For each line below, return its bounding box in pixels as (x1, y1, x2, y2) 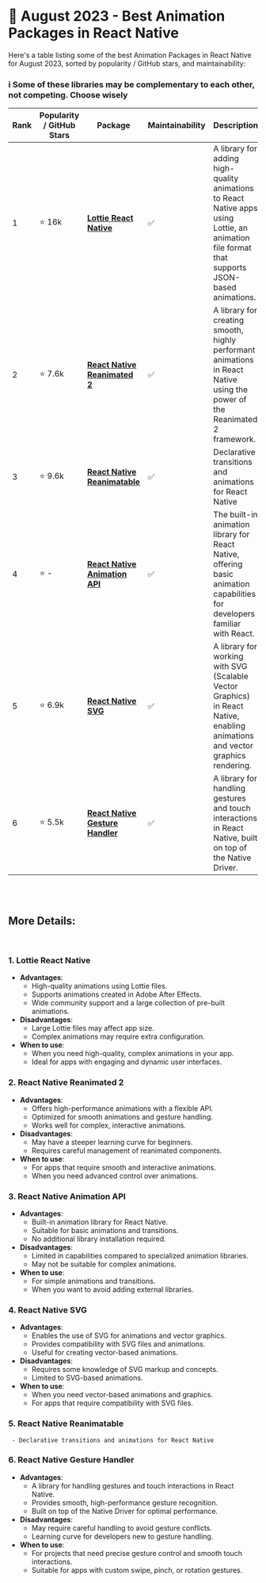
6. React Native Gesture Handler (8, 1454, 135, 1466)
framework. (213, 434, 256, 445)
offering (213, 559, 243, 570)
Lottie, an (213, 222, 248, 233)
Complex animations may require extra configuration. (31, 1032, 206, 1042)
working (213, 651, 244, 662)
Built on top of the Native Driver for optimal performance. (31, 1506, 218, 1516)
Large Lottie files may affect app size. (31, 1024, 154, 1033)
